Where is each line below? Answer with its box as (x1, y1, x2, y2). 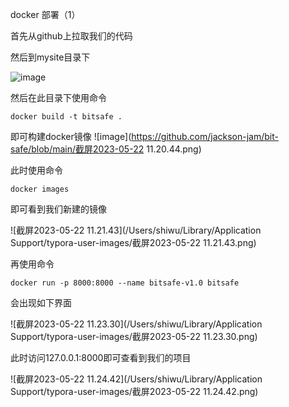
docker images (10, 184, 70, 194)
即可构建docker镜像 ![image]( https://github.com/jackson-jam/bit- (10, 131, 279, 142)
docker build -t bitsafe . (10, 112, 123, 122)
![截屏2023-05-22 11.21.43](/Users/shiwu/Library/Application (10, 224, 262, 236)
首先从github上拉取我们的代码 (10, 30, 133, 42)
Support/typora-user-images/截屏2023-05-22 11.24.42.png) (10, 386, 259, 397)
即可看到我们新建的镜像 (10, 203, 107, 215)
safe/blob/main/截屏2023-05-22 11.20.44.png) (10, 143, 202, 155)
